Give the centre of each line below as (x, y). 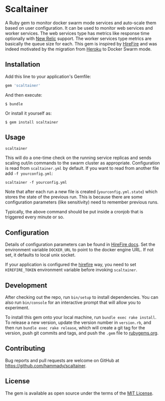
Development (26, 285)
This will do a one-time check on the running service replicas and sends (78, 158)
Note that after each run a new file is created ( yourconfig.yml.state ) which (81, 192)
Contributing (25, 348)
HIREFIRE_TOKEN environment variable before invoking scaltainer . (71, 270)
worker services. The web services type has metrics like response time (77, 33)
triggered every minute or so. (35, 217)
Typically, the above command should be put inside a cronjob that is (74, 212)
